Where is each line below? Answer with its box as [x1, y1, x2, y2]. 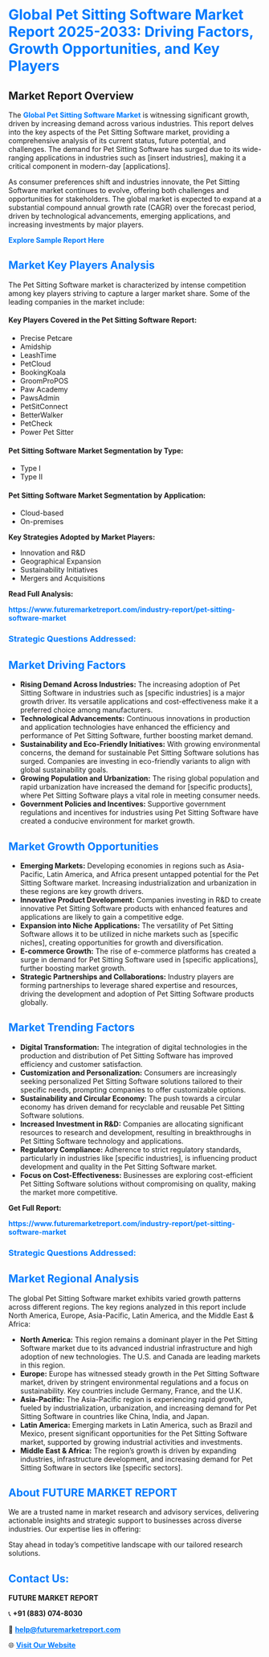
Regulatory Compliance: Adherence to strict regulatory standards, [19, 1144, 242, 1155]
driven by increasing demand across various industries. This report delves [8, 119, 255, 128]
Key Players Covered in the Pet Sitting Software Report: [8, 315, 198, 325]
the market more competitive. [19, 1187, 118, 1197]
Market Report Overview [8, 88, 134, 102]
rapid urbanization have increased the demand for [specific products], [19, 782, 253, 792]
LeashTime [19, 351, 57, 360]
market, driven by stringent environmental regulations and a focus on [19, 1377, 249, 1387]
